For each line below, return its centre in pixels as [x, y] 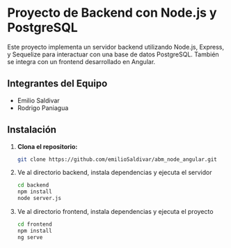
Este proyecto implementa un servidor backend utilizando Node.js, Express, [116, 47]
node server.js [39, 199]
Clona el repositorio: [47, 146]
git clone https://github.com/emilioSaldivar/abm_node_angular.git [117, 159]
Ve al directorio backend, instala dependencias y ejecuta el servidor [114, 173]
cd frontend [34, 224]
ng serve [30, 237]
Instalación [32, 130]
